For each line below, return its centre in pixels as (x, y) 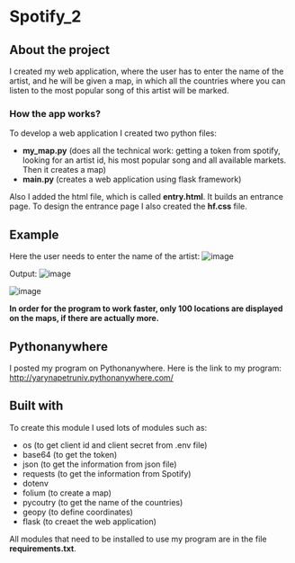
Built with (36, 406)
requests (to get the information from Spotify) (107, 473)
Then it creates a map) (64, 170)
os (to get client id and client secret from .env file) (115, 445)
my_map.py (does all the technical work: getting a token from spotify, (151, 151)
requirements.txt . (43, 548)
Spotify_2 (45, 17)
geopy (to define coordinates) (77, 512)
